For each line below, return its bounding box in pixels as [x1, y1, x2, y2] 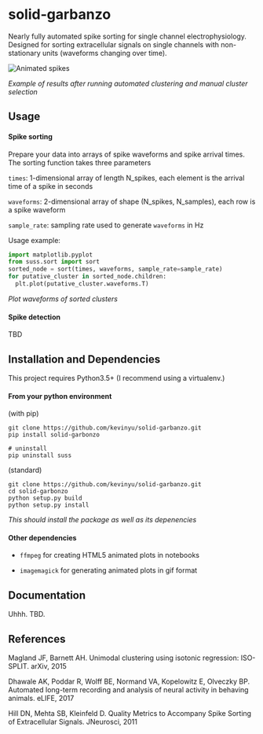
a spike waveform [8, 205, 66, 214]
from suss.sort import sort [8, 258, 100, 266]
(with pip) [8, 409, 39, 419]
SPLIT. [8, 661, 30, 670]
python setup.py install [8, 501, 89, 509]
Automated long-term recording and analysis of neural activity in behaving [8, 684, 249, 694]
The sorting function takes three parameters [8, 157, 152, 167]
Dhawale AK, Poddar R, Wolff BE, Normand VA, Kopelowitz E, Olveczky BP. [8, 677, 250, 686]
